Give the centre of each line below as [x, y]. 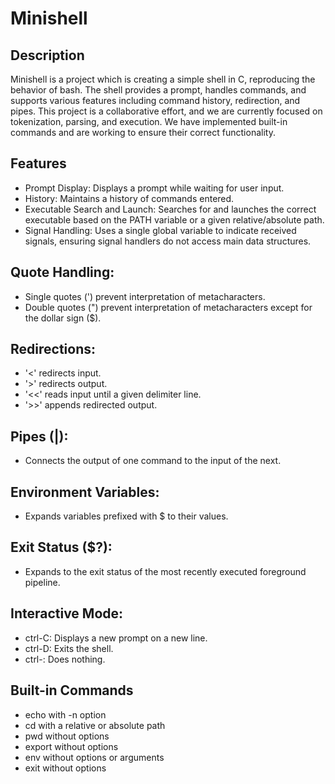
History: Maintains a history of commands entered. [129, 198]
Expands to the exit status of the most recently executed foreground [165, 571]
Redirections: [53, 349]
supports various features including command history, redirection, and [155, 100]
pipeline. [42, 582]
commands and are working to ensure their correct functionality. [143, 132]
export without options [71, 746]
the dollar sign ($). [63, 318]
